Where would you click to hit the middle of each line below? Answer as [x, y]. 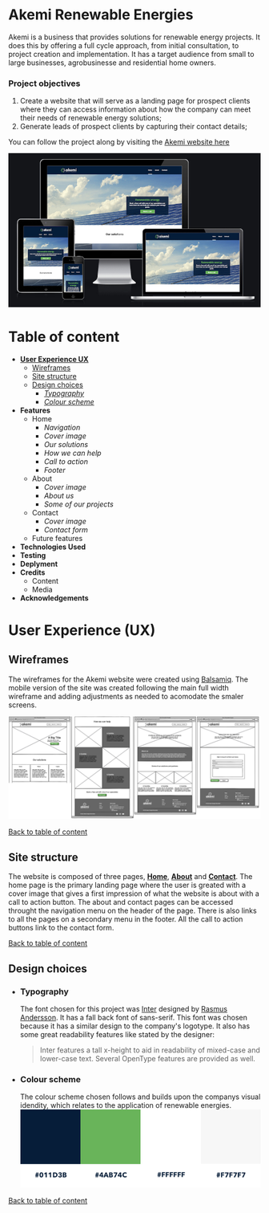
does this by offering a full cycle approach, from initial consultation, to [124, 45]
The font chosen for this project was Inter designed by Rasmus [124, 1008]
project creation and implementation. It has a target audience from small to [131, 54]
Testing [33, 555]
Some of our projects [78, 504]
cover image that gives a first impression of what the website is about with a [134, 893]
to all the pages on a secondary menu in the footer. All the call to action [126, 919]
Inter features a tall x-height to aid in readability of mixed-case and [150, 1050]
